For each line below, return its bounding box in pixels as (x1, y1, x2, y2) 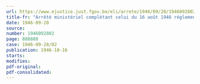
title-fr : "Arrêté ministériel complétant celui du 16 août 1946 (6, 14, 171, 20)
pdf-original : (6, 63, 42, 70)
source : (6, 25, 26, 31)
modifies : (6, 58, 31, 64)
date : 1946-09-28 (6, 20, 49, 25)
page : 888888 (6, 36, 39, 42)
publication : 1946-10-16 (6, 47, 68, 53)
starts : (6, 53, 26, 59)
